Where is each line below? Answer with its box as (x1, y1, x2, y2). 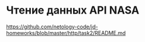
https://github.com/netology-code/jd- (6, 23, 98, 30)
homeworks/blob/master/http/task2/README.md (6, 29, 126, 36)
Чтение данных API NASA (6, 4, 140, 17)
